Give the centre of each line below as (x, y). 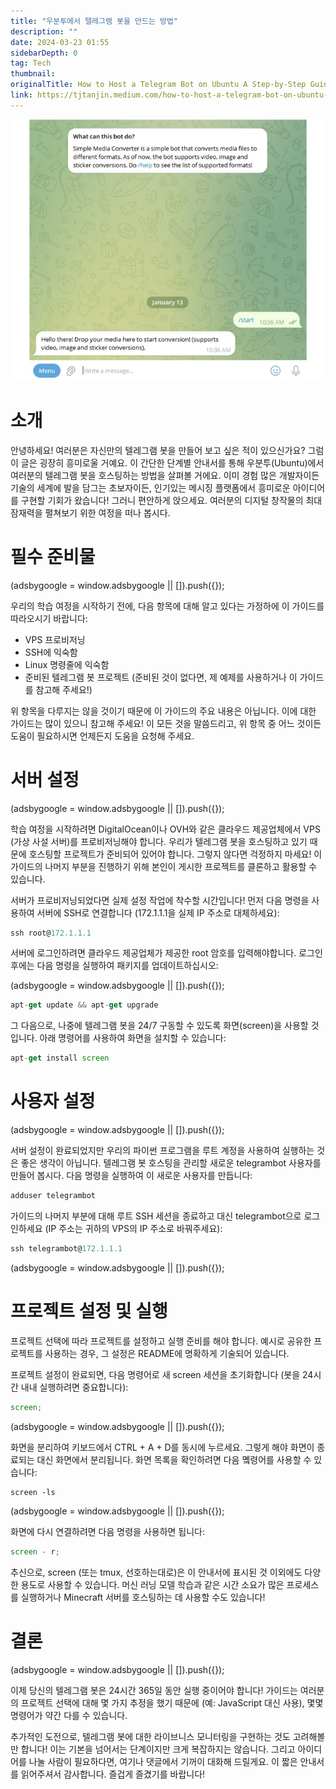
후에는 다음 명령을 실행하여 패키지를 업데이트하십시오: (114, 966)
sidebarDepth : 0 (44, 53)
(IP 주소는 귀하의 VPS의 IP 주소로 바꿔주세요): (133, 1229)
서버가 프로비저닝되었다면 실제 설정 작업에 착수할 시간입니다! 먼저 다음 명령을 (160, 900)
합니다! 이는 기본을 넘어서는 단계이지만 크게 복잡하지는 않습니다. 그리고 (158, 1749)
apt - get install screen (60, 1058)
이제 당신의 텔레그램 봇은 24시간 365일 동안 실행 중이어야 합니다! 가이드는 (154, 1690)
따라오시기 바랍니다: (49, 618)
